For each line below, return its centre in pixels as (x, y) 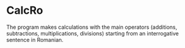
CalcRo (25, 10)
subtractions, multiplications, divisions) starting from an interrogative (92, 33)
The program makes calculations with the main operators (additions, (92, 27)
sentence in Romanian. (35, 40)
